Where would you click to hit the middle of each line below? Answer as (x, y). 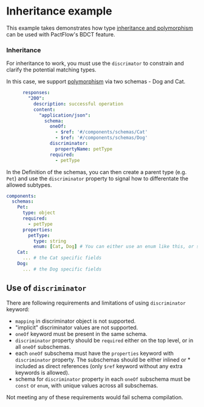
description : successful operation (78, 104)
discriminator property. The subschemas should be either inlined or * (103, 360)
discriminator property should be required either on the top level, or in (104, 340)
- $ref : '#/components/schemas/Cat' (101, 132)
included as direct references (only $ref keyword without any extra (99, 366)
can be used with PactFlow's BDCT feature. (61, 34)
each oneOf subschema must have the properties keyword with (94, 353)
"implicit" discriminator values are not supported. (76, 327)
